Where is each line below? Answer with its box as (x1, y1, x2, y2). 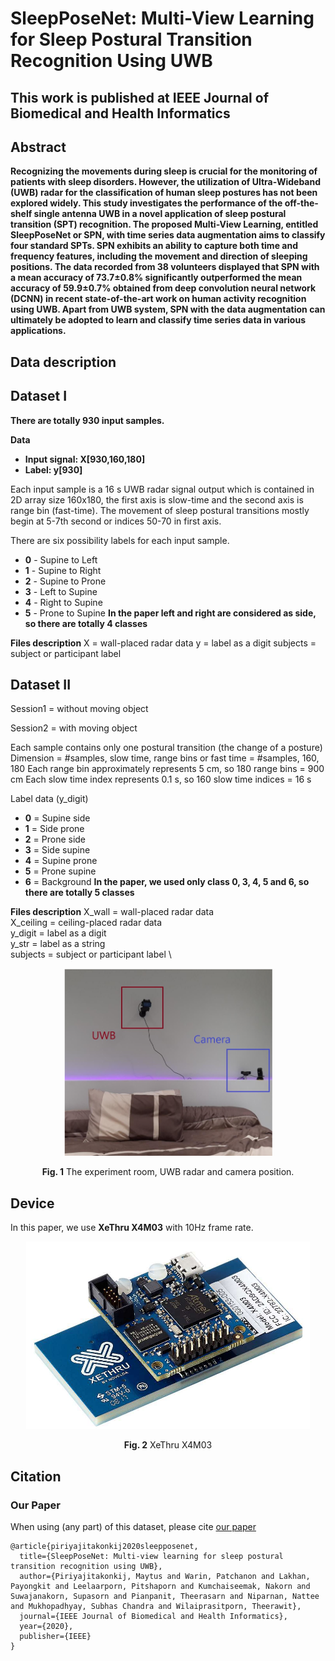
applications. (10, 325, 67, 337)
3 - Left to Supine (24, 585, 98, 597)
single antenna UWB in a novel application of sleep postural (33, 208, 287, 220)
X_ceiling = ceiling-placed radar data (10, 917, 163, 929)
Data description (10, 353, 117, 371)
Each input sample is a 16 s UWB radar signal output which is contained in (10, 483, 315, 495)
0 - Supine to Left (24, 553, 98, 566)
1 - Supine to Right (24, 564, 102, 576)
